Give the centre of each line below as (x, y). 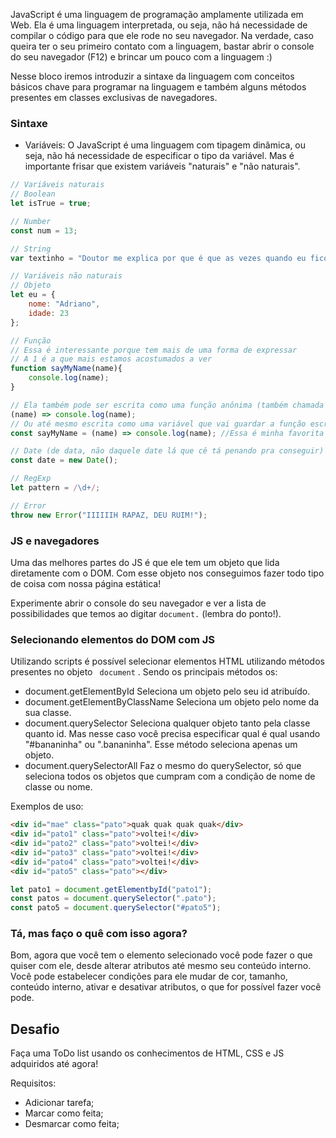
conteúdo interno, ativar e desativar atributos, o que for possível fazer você (166, 987)
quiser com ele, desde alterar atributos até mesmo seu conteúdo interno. (161, 966)
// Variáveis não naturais (66, 276)
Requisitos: (33, 1083)
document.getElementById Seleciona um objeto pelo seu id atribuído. (167, 691)
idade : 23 (49, 313)
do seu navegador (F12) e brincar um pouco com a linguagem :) (141, 57)
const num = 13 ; (44, 230)
